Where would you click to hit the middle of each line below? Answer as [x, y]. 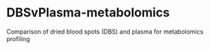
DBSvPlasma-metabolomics [88, 13]
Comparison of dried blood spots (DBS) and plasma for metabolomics [105, 32]
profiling [18, 38]
